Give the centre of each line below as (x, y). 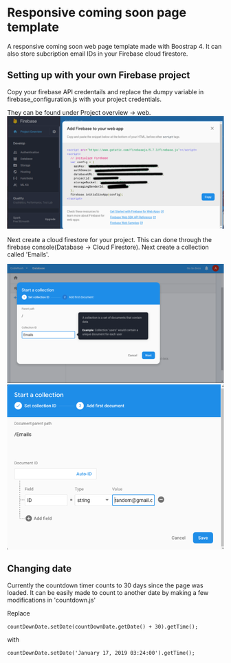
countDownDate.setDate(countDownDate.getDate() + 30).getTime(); (102, 627)
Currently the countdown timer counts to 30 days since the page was (106, 585)
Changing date (40, 569)
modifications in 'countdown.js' (52, 600)
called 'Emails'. (28, 254)
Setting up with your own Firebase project (99, 75)
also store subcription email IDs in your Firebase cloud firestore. (98, 54)
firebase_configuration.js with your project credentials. (84, 99)
